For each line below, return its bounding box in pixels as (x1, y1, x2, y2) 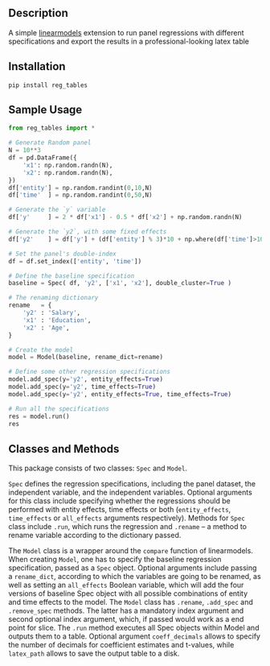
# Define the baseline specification (8, 271, 135, 280)
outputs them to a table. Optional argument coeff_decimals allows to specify (8, 631, 261, 641)
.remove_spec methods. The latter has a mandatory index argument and (8, 606, 244, 615)
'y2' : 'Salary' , (22, 309, 81, 317)
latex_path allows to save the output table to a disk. (8, 648, 180, 659)
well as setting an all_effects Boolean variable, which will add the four (8, 580, 244, 590)
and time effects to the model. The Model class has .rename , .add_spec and (8, 598, 253, 607)
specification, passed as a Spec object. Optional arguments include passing (8, 563, 257, 573)
